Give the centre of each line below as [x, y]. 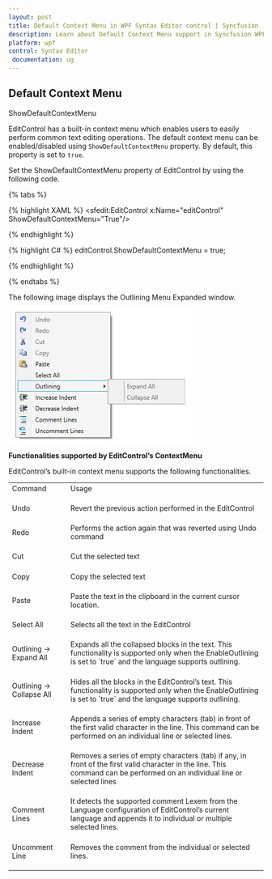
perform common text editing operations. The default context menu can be [134, 137]
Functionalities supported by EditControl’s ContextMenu [105, 455]
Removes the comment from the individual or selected [160, 847]
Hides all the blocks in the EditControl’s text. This [151, 682]
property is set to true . [47, 155]
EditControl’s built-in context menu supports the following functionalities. [130, 471]
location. [85, 605]
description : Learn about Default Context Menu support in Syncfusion [130, 34]
